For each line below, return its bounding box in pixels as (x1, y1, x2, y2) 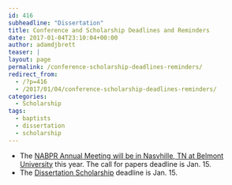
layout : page (8, 56, 51, 64)
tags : (8, 108, 26, 115)
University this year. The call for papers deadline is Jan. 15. (19, 159, 211, 168)
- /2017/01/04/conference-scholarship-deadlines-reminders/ (15, 85, 217, 93)
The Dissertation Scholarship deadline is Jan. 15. (19, 168, 178, 177)
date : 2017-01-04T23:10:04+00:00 (8, 33, 118, 42)
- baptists (15, 115, 51, 123)
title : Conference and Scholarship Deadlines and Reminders (8, 26, 211, 34)
